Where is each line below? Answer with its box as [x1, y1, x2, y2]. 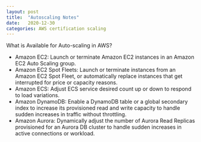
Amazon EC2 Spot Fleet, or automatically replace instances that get [14, 72, 183, 80]
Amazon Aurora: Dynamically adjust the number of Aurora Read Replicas [14, 117, 196, 125]
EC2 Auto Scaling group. [14, 60, 76, 67]
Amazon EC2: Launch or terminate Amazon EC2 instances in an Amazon [14, 53, 194, 61]
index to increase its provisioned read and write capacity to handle [14, 104, 181, 111]
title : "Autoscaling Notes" [6, 14, 79, 20]
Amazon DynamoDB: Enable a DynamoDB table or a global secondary [14, 98, 188, 105]
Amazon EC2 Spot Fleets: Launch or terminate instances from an [14, 67, 176, 74]
